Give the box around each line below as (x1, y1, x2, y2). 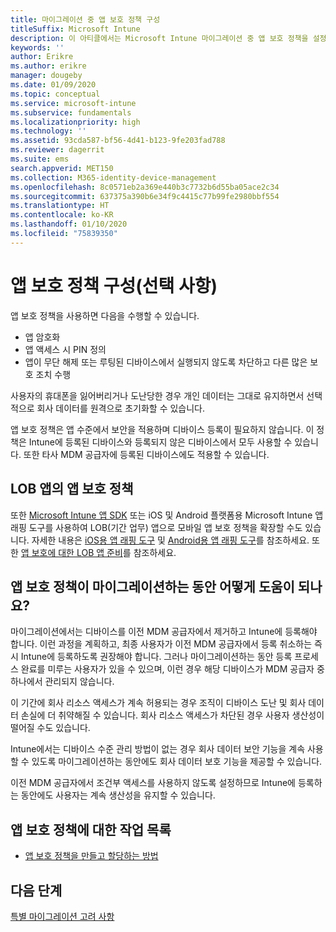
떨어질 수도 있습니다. (10, 722, 91, 734)
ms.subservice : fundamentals (10, 107, 132, 118)
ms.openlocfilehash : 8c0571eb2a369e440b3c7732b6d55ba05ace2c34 (10, 182, 280, 192)
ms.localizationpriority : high (10, 117, 141, 127)
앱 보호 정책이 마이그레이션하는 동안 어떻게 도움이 (10, 578, 295, 595)
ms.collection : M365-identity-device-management (10, 172, 217, 183)
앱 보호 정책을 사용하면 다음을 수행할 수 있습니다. (10, 309, 200, 321)
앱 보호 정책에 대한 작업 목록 (10, 821, 172, 838)
